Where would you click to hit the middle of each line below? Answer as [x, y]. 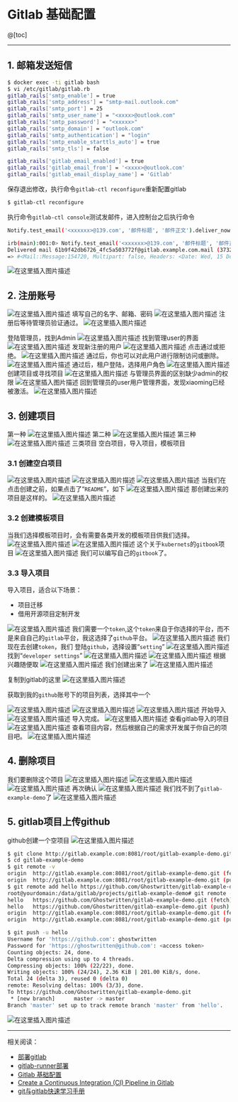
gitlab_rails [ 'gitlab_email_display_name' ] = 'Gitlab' [90, 175]
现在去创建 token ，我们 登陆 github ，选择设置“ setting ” [86, 646]
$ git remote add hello [42, 887]
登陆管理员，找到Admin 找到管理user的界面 [103, 338]
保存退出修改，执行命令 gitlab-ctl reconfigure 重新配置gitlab [97, 189]
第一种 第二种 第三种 [102, 434]
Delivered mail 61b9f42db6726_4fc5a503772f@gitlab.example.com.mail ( [114, 250]
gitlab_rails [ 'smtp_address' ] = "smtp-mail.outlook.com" [93, 102]
